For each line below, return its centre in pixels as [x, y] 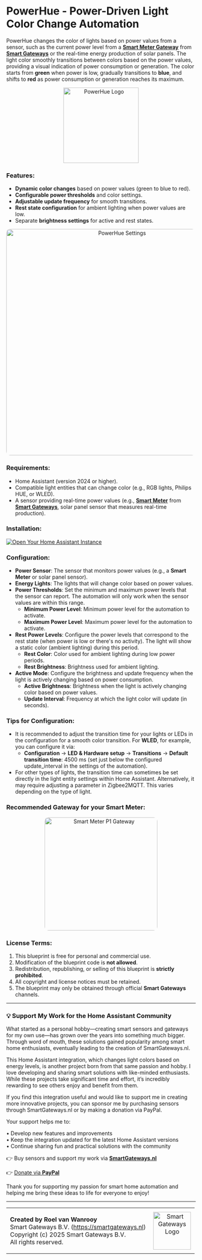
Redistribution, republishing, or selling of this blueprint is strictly [95, 969]
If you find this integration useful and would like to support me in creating [97, 1097]
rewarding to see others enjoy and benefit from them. [72, 1086]
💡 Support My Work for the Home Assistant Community [89, 1016]
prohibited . [29, 975]
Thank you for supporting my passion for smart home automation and [92, 1186]
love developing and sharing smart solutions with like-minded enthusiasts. [98, 1073]
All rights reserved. [37, 1242]
